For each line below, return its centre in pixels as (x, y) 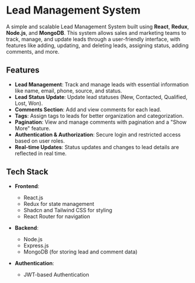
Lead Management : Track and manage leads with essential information (102, 84)
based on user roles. (40, 141)
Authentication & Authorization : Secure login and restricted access (98, 134)
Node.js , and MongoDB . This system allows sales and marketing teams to (96, 32)
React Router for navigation (57, 216)
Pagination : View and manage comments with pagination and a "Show (101, 122)
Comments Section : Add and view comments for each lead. (88, 109)
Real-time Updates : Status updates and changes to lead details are (97, 147)
